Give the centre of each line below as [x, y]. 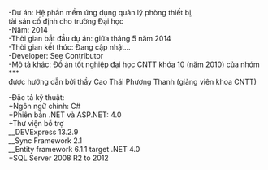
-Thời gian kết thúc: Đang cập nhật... [70, 47]
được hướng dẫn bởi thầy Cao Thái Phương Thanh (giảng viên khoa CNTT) [133, 82]
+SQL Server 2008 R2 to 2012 [59, 158]
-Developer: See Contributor [56, 56]
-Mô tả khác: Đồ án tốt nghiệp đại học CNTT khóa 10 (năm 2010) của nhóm [134, 64]
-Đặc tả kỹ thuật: [37, 97]
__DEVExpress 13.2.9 [43, 132]
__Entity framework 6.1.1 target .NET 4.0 [74, 149]
